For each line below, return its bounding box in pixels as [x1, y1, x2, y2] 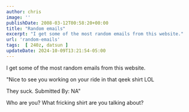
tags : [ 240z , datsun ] [6, 43, 68, 49]
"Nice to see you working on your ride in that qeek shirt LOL [6, 75, 155, 83]
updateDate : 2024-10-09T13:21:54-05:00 [6, 48, 106, 54]
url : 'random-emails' [6, 37, 61, 43]
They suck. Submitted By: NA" [6, 87, 81, 95]
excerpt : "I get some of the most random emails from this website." [6, 31, 184, 37]
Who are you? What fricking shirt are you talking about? [6, 99, 144, 106]
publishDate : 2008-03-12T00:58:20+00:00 [6, 20, 109, 26]
